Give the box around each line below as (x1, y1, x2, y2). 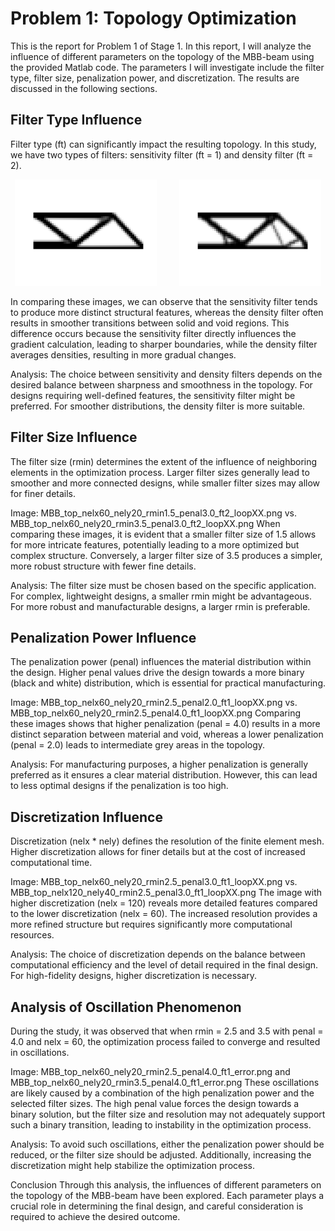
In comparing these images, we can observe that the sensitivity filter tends (10, 295, 318, 307)
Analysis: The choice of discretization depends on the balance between (10, 948, 306, 961)
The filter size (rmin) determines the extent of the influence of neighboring (10, 455, 318, 467)
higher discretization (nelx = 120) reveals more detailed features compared (10, 897, 318, 909)
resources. (10, 929, 55, 941)
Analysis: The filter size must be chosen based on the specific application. (10, 579, 317, 591)
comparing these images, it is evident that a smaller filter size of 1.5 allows (10, 528, 317, 540)
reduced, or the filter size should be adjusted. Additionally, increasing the (10, 1149, 312, 1161)
